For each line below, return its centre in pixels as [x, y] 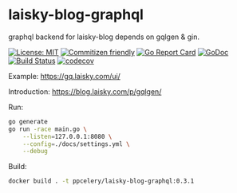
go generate [28, 121]
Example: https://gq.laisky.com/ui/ [65, 76]
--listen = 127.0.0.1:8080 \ [67, 136]
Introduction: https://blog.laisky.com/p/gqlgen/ [85, 91]
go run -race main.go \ [48, 129]
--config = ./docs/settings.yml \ [76, 144]
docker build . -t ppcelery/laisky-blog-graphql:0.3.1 [101, 181]
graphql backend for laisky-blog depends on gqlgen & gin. [104, 37]
